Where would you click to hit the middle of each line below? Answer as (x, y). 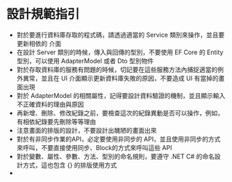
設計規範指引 (43, 14)
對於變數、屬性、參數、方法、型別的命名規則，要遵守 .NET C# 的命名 (115, 156)
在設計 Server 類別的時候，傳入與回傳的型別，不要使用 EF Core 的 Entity (120, 52)
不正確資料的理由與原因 (50, 104)
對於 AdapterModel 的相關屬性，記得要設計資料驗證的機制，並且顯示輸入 (121, 95)
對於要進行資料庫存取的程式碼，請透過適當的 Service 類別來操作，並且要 (121, 35)
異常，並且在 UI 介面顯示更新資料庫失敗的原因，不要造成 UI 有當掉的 (121, 78)
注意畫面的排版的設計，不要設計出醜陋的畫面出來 (86, 130)
